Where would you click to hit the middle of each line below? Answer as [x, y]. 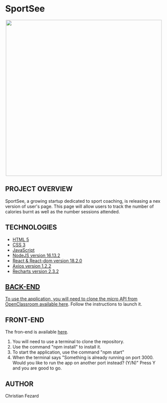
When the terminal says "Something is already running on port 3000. [83, 358]
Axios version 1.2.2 [32, 266]
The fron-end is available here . [37, 332]
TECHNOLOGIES [31, 227]
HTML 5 [21, 239]
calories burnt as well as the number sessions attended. [63, 211]
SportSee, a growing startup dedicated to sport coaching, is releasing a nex [83, 201]
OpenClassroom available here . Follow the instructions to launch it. [74, 304]
